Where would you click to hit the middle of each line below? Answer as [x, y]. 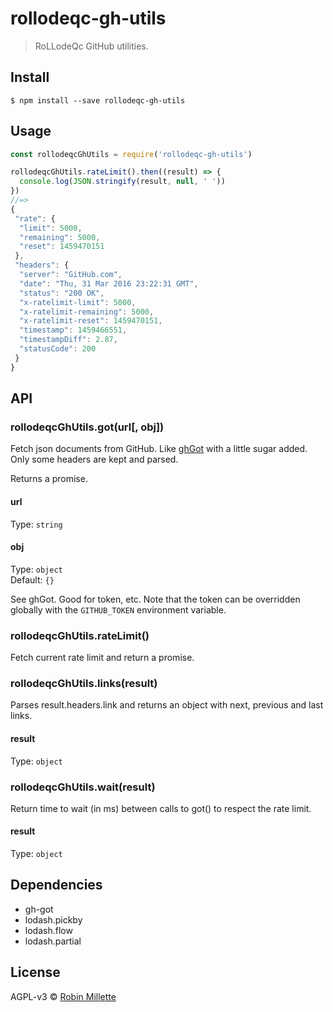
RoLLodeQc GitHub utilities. [91, 46]
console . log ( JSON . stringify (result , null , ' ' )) [122, 182]
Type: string [36, 524]
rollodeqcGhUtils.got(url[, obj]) [87, 427]
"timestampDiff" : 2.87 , [68, 340]
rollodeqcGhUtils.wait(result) [83, 787]
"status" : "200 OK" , [62, 293]
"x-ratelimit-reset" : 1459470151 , [91, 321]
